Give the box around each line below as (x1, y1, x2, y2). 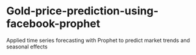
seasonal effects (6, 43, 48, 50)
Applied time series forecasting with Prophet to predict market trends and (6, 36, 190, 44)
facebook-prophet (6, 17, 101, 30)
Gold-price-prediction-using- (6, 4, 159, 18)
